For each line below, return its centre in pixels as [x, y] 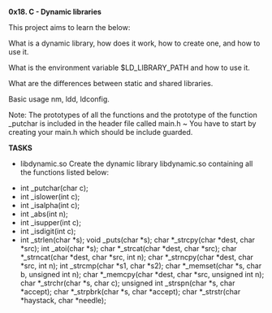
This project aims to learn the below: [69, 27]
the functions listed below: [65, 172]
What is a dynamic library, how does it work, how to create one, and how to [134, 43]
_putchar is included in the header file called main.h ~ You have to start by [132, 124]
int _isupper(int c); [50, 222]
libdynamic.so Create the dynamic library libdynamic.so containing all [136, 163]
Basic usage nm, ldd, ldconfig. [59, 99]
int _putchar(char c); [54, 188]
